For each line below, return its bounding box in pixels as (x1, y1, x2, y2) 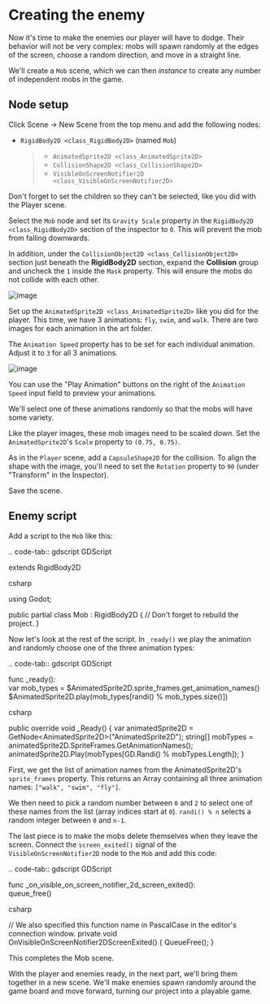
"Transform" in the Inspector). (8, 469, 109, 479)
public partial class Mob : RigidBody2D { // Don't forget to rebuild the (8, 609, 239, 619)
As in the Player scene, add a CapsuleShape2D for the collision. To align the (8, 452, 257, 462)
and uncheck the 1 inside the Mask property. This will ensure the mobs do (8, 266, 253, 276)
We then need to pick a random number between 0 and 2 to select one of (8, 797, 253, 807)
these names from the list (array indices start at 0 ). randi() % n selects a (8, 806, 252, 816)
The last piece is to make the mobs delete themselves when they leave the (8, 831, 259, 840)
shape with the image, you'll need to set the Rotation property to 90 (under (8, 461, 259, 471)
